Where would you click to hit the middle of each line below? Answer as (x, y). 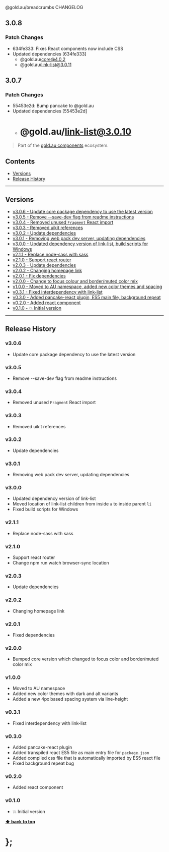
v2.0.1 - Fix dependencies (39, 276)
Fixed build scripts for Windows (45, 509)
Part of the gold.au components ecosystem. (63, 145)
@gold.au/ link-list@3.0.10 (76, 131)
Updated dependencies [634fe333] (49, 54)
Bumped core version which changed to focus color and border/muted (86, 659)
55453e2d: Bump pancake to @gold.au (53, 106)
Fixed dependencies (34, 635)
